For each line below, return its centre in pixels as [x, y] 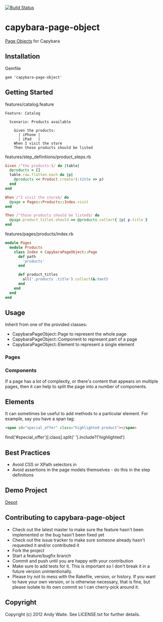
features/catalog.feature [30, 104]
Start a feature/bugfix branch [41, 556]
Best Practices [28, 453]
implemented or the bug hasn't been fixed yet [58, 535]
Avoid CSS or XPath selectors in [44, 465]
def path [27, 256]
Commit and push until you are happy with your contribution [73, 561]
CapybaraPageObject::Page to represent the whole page [69, 334]
